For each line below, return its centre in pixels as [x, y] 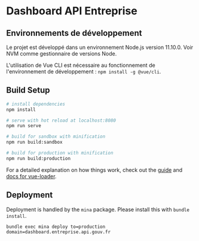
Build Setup [28, 90]
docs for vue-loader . [31, 176]
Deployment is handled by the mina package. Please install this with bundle [98, 209]
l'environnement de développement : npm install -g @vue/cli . [84, 72]
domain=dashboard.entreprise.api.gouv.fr [59, 232]
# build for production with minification [60, 153]
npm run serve [24, 126]
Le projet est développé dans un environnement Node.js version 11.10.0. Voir [100, 47]
